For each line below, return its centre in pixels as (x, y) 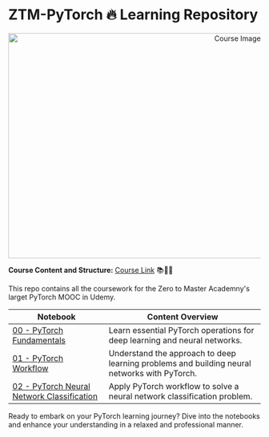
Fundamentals (39, 340)
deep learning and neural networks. (175, 340)
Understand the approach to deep (172, 353)
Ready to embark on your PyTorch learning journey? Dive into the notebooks (134, 416)
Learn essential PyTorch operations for (181, 330)
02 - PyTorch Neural (51, 386)
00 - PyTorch (38, 330)
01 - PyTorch (38, 358)
